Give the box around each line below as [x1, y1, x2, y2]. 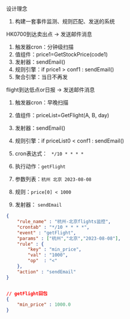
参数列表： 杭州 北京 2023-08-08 [14, 175, 92, 183]
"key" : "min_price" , [28, 246, 82, 253]
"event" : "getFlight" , [17, 229, 77, 235]
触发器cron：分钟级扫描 [14, 43, 74, 50]
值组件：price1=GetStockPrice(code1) [14, 51, 108, 58]
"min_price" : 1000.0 [17, 302, 71, 308]
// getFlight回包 [6, 290, 48, 297]
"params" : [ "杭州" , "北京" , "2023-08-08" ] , [17, 235, 121, 242]
